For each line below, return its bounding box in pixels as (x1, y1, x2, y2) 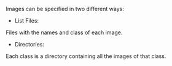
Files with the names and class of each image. (6, 29, 123, 36)
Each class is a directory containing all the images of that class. (6, 53, 166, 60)
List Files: (14, 17, 39, 24)
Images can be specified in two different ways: (6, 5, 124, 12)
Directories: (14, 41, 44, 48)
